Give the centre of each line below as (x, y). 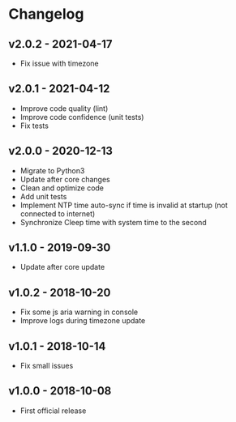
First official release (53, 411)
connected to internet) (58, 213)
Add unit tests (43, 196)
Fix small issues (47, 366)
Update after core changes (65, 179)
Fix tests (34, 126)
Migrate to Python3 (52, 170)
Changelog (46, 14)
